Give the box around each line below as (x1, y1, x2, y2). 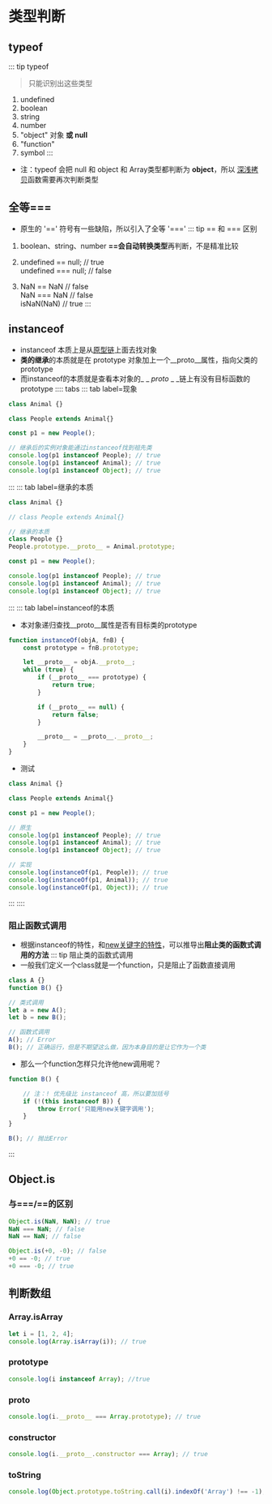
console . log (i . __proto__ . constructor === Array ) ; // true (8, 1450, 208, 1459)
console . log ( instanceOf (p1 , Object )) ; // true (8, 883, 168, 892)
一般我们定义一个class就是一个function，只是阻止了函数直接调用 (19, 960, 236, 970)
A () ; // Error (8, 1035, 57, 1044)
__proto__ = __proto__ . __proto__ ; (37, 733, 154, 741)
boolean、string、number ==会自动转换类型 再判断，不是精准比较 (19, 241, 239, 251)
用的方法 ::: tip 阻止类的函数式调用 (19, 949, 134, 959)
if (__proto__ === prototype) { (37, 674, 147, 682)
